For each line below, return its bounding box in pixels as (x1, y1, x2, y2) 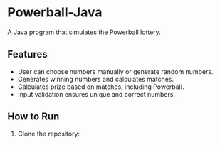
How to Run (7, 111, 60, 123)
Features (7, 48, 48, 60)
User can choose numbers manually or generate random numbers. (17, 67, 214, 75)
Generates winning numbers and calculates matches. (17, 75, 174, 83)
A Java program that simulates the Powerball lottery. (7, 28, 162, 36)
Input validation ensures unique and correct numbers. (17, 90, 176, 98)
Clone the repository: (17, 129, 80, 138)
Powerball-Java (7, 4, 103, 21)
